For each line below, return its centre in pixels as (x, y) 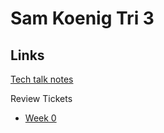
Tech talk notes (42, 79)
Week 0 (40, 118)
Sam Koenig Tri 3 (82, 18)
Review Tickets (41, 98)
